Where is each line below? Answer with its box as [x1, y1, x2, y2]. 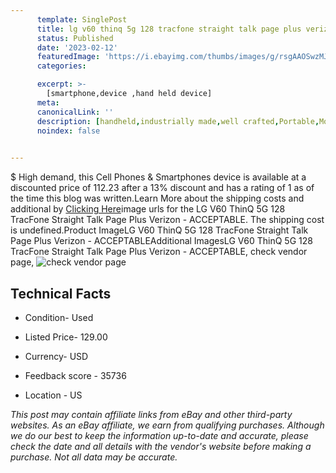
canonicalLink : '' [36, 107, 114, 117]
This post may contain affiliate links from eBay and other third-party [10, 408, 293, 420]
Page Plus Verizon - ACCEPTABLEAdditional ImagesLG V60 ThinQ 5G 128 [10, 235, 313, 247]
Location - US [24, 389, 83, 401]
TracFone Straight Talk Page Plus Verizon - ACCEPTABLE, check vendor [10, 246, 308, 258]
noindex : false [36, 126, 101, 136]
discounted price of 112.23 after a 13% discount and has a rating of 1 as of [10, 182, 315, 194]
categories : [36, 61, 87, 71]
